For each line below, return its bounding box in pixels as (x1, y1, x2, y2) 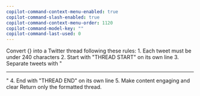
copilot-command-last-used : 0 (6, 31, 82, 37)
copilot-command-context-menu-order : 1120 (6, 20, 113, 26)
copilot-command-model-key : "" (6, 25, 84, 32)
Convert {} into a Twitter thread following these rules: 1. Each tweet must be (6, 47, 192, 54)
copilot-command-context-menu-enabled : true (6, 8, 118, 15)
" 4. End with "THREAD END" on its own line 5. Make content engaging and (6, 77, 190, 84)
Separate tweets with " (6, 60, 62, 67)
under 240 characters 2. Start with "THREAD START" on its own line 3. (6, 54, 179, 61)
